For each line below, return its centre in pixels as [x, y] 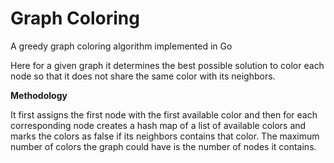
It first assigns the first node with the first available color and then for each [164, 114]
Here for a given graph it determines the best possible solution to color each [167, 65]
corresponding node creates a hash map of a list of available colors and [158, 125]
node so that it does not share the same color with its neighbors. [143, 76]
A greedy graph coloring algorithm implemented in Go [121, 46]
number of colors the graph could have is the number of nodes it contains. [163, 146]
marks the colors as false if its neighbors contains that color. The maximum [165, 136]
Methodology [39, 95]
